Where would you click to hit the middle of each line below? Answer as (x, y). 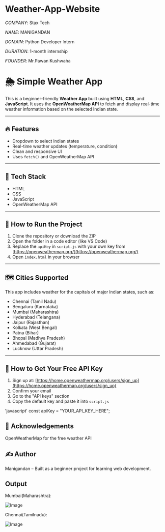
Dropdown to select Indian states (46, 141)
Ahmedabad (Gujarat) (34, 343)
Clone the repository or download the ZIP (54, 236)
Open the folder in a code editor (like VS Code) (59, 241)
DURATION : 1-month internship (36, 51)
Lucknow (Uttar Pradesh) (38, 349)
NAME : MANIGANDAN (28, 32)
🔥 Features (22, 129)
